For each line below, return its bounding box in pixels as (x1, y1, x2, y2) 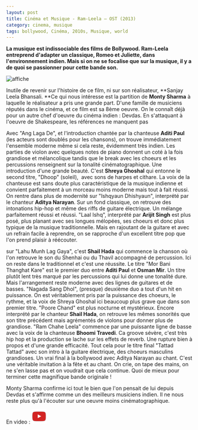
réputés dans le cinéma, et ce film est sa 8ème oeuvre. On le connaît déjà (6, 106, 185, 113)
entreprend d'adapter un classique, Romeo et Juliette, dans (6, 51, 155, 58)
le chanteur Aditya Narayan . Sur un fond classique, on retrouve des (6, 198, 171, 206)
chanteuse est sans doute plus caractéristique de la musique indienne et (6, 180, 183, 187)
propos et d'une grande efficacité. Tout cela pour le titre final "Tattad (6, 342, 174, 349)
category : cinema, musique (6, 22, 73, 28)
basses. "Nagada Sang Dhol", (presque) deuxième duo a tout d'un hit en (6, 285, 182, 292)
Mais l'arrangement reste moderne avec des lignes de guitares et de (6, 279, 173, 286)
